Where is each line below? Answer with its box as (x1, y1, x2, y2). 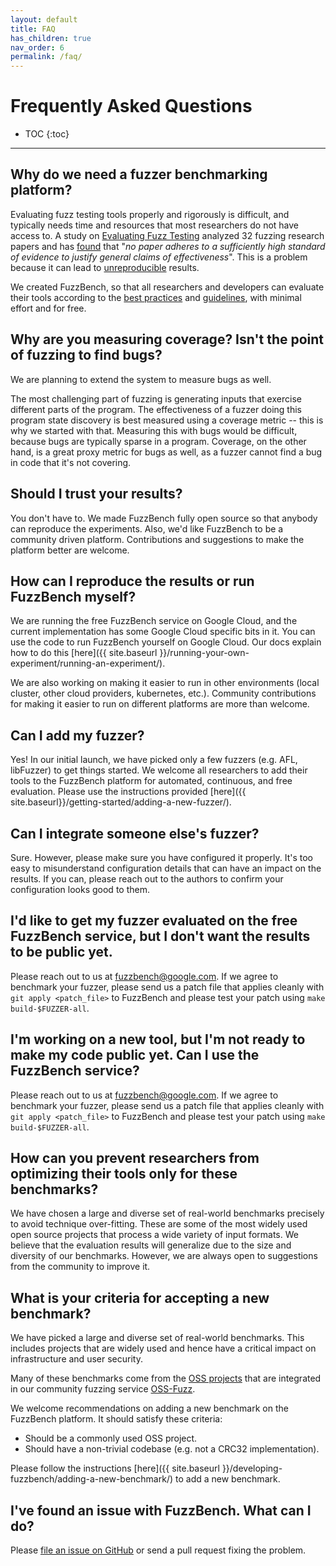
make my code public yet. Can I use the (10, 1047, 260, 1064)
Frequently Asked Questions (10, 95, 253, 118)
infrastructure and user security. (10, 1353, 143, 1365)
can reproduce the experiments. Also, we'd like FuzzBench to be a (10, 522, 284, 535)
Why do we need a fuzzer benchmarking (10, 166, 268, 183)
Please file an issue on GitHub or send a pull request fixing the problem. (10, 1544, 307, 1556)
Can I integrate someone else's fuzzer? (10, 825, 260, 842)
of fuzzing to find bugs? (10, 347, 163, 364)
